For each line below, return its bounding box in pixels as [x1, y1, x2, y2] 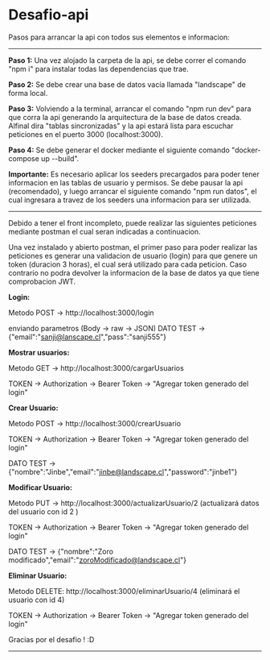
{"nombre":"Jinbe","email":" [8, 467, 100, 476]
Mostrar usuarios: [8, 347, 70, 357]
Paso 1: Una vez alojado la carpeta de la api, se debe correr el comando [8, 55, 247, 65]
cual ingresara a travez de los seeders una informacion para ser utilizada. [8, 195, 252, 205]
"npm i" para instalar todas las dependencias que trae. [8, 64, 189, 73]
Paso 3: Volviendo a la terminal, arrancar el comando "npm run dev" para [8, 103, 252, 114]
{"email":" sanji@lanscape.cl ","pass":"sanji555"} [8, 332, 167, 342]
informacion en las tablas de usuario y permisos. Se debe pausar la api [8, 177, 243, 187]
